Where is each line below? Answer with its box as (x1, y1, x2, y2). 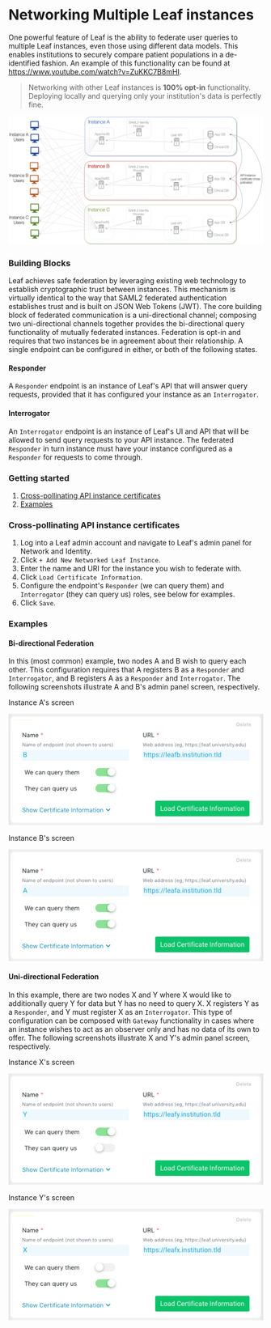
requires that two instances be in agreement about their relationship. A (8, 336, 243, 346)
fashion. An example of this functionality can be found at (41, 58, 231, 68)
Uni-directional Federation (8, 972, 100, 982)
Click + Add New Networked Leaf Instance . (19, 555, 161, 565)
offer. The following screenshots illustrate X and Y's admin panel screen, (8, 1033, 251, 1042)
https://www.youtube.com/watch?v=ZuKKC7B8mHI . (8, 66, 182, 76)
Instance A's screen (8, 698, 74, 707)
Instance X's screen (8, 1057, 75, 1067)
